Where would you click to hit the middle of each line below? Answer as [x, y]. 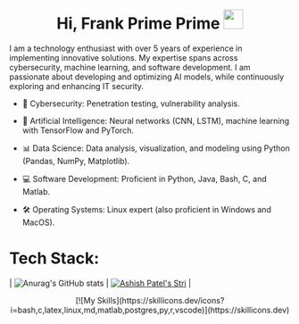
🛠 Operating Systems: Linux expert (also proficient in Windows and [147, 209]
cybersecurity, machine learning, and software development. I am [130, 67]
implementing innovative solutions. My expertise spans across [124, 57]
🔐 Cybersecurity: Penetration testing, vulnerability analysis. [131, 104]
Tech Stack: [54, 258]
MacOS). [38, 222]
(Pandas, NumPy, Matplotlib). [76, 161]
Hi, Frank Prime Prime [138, 24]
